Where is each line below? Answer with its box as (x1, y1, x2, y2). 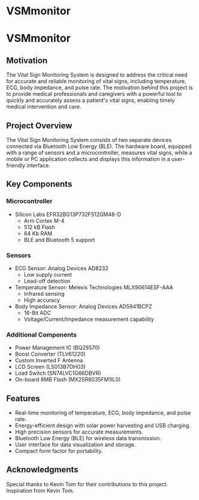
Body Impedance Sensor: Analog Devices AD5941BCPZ (14, 302, 152, 310)
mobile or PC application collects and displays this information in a (6, 156, 171, 162)
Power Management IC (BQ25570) (14, 344, 100, 351)
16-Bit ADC (23, 309, 52, 316)
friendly (6, 162, 26, 169)
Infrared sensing (23, 290, 65, 297)
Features (6, 393, 40, 404)
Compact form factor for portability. (14, 447, 103, 454)
